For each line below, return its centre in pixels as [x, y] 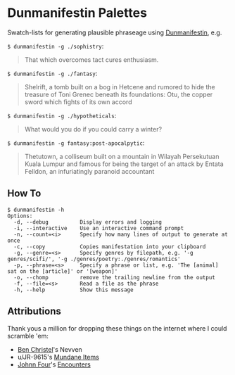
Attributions [34, 311]
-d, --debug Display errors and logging [88, 222]
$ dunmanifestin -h [36, 210]
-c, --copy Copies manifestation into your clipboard [110, 247]
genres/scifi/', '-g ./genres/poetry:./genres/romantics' [94, 259]
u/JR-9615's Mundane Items [58, 357]
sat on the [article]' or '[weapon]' [63, 271]
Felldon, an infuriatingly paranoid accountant [89, 171]
